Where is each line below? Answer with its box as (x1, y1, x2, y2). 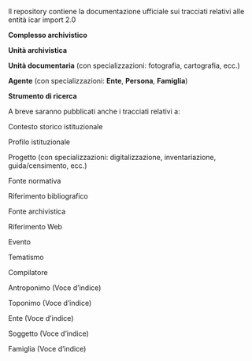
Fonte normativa (8, 177, 61, 185)
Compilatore (8, 268, 49, 277)
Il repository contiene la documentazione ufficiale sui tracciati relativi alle (8, 7, 245, 16)
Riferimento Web (8, 222, 63, 231)
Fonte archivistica (8, 207, 66, 216)
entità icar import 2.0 (8, 15, 76, 24)
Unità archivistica (8, 46, 68, 54)
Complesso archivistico (8, 31, 88, 39)
